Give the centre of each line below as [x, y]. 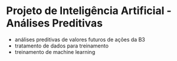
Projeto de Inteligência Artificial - [89, 11]
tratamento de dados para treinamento [62, 46]
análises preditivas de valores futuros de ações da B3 [80, 39]
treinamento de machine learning [55, 52]
